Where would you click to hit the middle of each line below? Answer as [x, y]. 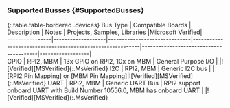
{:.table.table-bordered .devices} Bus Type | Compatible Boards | [99, 25]
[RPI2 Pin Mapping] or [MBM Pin [53, 76]
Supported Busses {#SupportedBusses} [76, 10]
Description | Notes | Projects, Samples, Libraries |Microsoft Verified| [105, 32]
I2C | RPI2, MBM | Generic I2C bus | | [162, 69]
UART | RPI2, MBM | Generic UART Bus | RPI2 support [124, 83]
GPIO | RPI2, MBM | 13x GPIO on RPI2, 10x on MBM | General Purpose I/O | [113, 62]
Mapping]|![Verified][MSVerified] [147, 76]
